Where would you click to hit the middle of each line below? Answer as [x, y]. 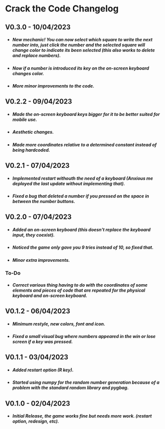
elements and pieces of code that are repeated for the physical [79, 290]
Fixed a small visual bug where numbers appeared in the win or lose [84, 336]
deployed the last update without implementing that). [69, 183]
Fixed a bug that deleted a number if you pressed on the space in [81, 196]
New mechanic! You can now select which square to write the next [82, 40]
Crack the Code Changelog [62, 9]
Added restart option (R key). [43, 370]
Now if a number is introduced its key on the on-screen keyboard [81, 68]
